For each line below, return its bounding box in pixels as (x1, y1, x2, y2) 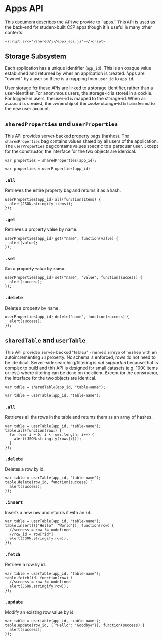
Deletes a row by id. (5, 466, 45, 472)
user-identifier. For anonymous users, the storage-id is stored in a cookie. (5, 90, 153, 96)
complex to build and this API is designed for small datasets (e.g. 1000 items (5, 365, 158, 371)
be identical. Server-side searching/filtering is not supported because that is (5, 359, 158, 365)
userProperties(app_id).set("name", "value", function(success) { (5, 275, 143, 280)
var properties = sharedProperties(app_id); (5, 158, 97, 163)
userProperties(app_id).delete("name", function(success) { (5, 314, 130, 319)
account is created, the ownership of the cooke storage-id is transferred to (5, 101, 155, 106)
